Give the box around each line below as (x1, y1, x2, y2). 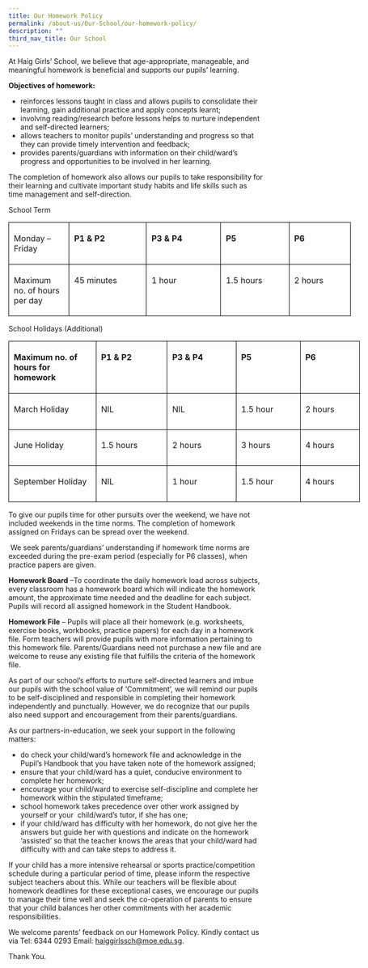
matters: (8, 734, 36, 744)
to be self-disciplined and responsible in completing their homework (8, 693, 236, 702)
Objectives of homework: (8, 81, 95, 91)
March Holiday (13, 404, 70, 415)
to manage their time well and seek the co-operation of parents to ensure (8, 894, 252, 904)
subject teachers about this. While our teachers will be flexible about (8, 877, 237, 886)
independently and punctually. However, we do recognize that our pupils (8, 701, 250, 711)
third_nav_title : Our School (8, 34, 107, 43)
